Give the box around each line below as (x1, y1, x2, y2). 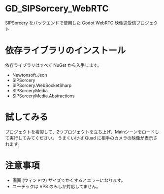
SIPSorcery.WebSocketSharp (12, 82, 72, 88)
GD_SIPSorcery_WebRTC (5, 3, 109, 14)
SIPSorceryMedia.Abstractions (12, 93, 75, 99)
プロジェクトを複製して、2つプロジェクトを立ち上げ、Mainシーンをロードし (5, 129, 159, 135)
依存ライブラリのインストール (5, 45, 126, 56)
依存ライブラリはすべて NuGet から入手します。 (5, 62, 102, 68)
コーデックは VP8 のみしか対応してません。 (12, 183, 101, 189)
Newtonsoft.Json (12, 72, 47, 78)
